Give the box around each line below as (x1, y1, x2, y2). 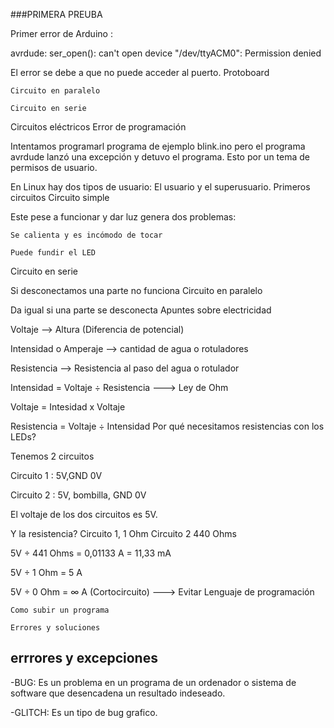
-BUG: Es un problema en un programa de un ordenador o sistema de (10, 676, 297, 688)
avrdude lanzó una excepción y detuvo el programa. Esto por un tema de (10, 151, 310, 163)
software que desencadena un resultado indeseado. (10, 687, 226, 699)
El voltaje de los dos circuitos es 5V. (10, 509, 158, 520)
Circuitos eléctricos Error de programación (10, 121, 187, 133)
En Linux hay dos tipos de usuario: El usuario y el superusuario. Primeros (10, 181, 311, 193)
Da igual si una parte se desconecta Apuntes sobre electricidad (10, 304, 272, 316)
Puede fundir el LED (10, 248, 97, 258)
